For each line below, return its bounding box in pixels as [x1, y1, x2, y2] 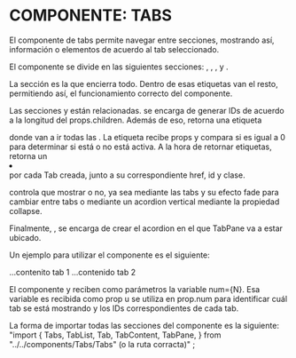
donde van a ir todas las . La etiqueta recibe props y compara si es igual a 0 [9, 131, 286, 142]
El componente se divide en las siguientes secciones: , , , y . [9, 61, 229, 72]
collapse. [9, 205, 43, 216]
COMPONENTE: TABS [9, 5, 173, 26]
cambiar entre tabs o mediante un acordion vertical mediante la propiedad [9, 196, 280, 207]
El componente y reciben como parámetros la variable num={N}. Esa [9, 283, 261, 294]
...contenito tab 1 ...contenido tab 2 [9, 267, 136, 277]
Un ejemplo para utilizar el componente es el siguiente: [9, 250, 210, 260]
